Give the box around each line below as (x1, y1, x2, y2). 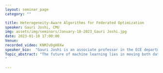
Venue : (5, 38, 18, 44)
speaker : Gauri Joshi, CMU (5, 25, 60, 29)
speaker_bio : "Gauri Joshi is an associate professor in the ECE (5, 47, 142, 52)
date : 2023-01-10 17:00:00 (5, 34, 60, 39)
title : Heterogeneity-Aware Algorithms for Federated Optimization (5, 20, 145, 25)
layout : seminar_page (5, 7, 49, 12)
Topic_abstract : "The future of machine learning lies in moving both (5, 52, 151, 57)
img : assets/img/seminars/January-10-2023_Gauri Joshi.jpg (5, 29, 127, 34)
